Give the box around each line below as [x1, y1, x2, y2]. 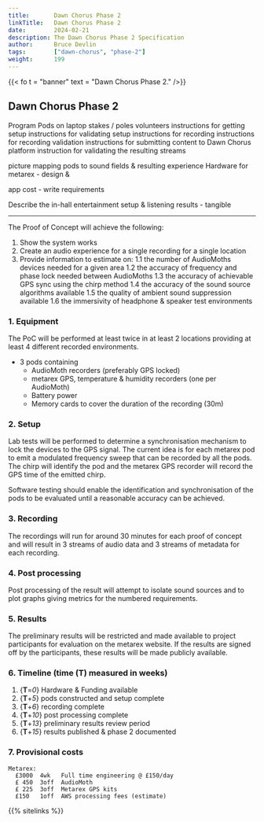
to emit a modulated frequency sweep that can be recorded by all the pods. [8, 453, 253, 463]
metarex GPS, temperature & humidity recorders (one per [31, 374, 217, 383]
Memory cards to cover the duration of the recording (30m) [31, 399, 224, 408]
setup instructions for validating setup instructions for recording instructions [8, 129, 255, 138]
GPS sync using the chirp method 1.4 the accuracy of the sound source [19, 279, 251, 289]
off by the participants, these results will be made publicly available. [8, 648, 228, 658]
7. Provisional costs [8, 746, 84, 757]
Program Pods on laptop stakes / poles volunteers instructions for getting [8, 120, 245, 130]
